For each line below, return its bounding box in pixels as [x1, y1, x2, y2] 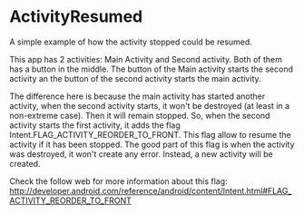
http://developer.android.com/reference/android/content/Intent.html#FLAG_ [9, 185, 292, 196]
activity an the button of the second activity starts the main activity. [9, 73, 261, 83]
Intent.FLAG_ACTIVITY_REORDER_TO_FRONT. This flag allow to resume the [9, 129, 292, 140]
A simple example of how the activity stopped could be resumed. [9, 36, 252, 47]
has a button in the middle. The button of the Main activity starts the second [9, 63, 293, 74]
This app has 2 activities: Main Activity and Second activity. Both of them [9, 53, 283, 64]
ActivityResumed [9, 6, 143, 27]
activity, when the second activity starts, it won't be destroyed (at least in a [9, 100, 290, 111]
